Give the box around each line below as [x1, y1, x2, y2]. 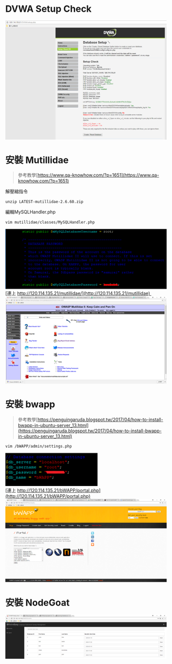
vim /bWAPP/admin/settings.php [5, 444, 72, 449]
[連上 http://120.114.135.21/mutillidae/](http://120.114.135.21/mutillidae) [5, 290, 150, 296]
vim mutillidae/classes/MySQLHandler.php [5, 220, 95, 225]
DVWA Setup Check [5, 3, 92, 15]
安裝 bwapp [5, 398, 55, 410]
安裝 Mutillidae [5, 154, 69, 166]
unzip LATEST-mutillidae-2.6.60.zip [5, 199, 83, 205]
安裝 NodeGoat [5, 597, 70, 609]
